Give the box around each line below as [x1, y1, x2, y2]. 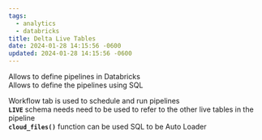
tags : [8, 11, 27, 20]
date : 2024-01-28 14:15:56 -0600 [8, 42, 122, 50]
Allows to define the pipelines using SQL [8, 80, 144, 90]
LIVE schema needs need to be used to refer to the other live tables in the [8, 104, 254, 114]
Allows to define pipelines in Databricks [8, 72, 140, 81]
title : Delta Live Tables [8, 34, 96, 43]
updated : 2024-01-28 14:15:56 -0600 [8, 49, 132, 57]
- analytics [15, 19, 57, 28]
